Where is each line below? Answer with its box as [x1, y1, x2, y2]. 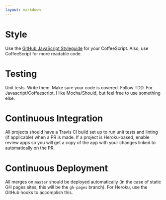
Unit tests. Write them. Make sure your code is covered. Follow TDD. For [5, 84, 153, 90]
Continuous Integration [5, 113, 103, 124]
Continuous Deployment [5, 163, 108, 174]
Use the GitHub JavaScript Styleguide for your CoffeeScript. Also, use [5, 45, 149, 51]
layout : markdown [5, 7, 41, 12]
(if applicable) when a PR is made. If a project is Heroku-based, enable [5, 134, 150, 140]
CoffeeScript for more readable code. [5, 50, 82, 56]
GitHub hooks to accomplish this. [5, 190, 73, 196]
